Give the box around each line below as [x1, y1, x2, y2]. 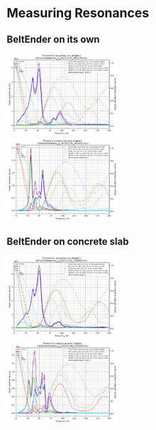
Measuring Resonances [6, 5, 150, 21]
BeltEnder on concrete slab [6, 236, 129, 248]
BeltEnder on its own [6, 33, 100, 45]
